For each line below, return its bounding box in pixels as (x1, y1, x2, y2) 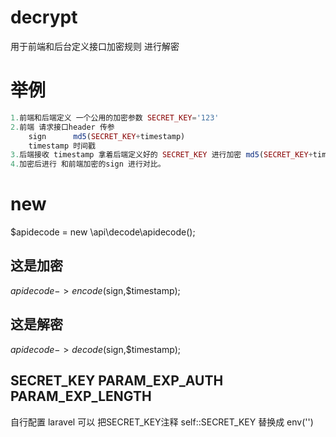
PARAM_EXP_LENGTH (10, 388, 152, 405)
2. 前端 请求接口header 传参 (10, 122, 115, 132)
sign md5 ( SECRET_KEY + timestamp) (28, 131, 186, 141)
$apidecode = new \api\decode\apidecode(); (10, 226, 196, 238)
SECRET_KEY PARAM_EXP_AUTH (10, 372, 224, 390)
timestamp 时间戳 (28, 141, 96, 151)
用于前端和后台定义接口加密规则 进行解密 (10, 40, 180, 52)
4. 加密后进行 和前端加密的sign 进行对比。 (10, 159, 166, 170)
